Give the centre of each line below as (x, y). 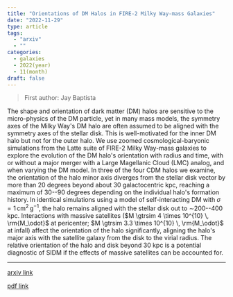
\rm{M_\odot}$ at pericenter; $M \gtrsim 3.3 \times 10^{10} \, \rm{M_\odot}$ (115, 223)
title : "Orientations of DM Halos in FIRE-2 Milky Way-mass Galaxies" (111, 14)
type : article (28, 26)
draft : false (26, 78)
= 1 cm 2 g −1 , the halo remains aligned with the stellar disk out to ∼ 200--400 (115, 207)
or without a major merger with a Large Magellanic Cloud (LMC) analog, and (116, 163)
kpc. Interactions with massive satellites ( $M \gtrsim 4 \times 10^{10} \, (108, 216)
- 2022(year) (32, 65)
